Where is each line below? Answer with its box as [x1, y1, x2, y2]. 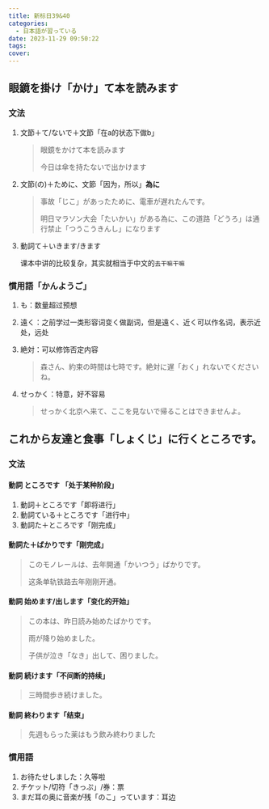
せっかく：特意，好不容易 [19, 389, 106, 399]
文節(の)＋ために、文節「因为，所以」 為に [19, 179, 160, 188]
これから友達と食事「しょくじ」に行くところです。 [8, 432, 263, 446]
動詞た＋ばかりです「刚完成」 [8, 540, 108, 550]
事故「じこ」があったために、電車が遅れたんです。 [40, 196, 210, 206]
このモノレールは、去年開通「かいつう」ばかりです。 [27, 559, 205, 569]
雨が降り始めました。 [27, 633, 99, 643]
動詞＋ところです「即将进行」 [19, 499, 120, 510]
